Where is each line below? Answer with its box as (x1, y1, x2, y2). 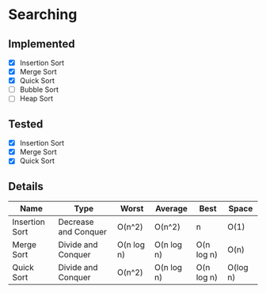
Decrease (58, 216, 94, 227)
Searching (8, 6, 78, 24)
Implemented (8, 37, 75, 51)
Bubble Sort (19, 85, 59, 94)
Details (8, 180, 44, 193)
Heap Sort (19, 93, 54, 104)
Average (155, 204, 188, 215)
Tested (8, 117, 44, 131)
